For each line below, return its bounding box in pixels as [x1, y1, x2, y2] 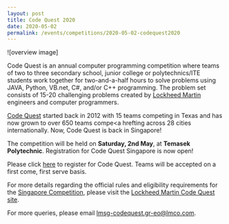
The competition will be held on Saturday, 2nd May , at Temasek [7, 139, 191, 148]
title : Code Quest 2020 [7, 17, 76, 23]
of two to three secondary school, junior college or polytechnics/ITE [7, 69, 201, 77]
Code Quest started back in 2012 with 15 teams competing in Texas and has [7, 112, 223, 120]
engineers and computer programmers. [7, 98, 119, 107]
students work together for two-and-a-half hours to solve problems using [7, 77, 216, 85]
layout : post [7, 10, 45, 17]
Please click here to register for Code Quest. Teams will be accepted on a [7, 160, 216, 169]
